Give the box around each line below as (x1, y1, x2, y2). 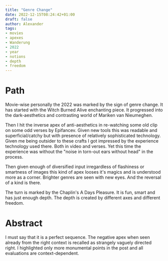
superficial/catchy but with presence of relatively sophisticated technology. (5, 133, 161, 139)
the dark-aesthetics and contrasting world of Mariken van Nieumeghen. (5, 112, 153, 118)
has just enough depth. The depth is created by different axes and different (5, 195, 160, 201)
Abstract (5, 218, 43, 229)
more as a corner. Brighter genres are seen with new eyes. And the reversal (5, 174, 161, 181)
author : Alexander (5, 21, 44, 27)
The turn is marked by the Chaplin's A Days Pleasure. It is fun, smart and (5, 189, 155, 196)
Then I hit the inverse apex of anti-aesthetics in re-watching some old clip (5, 122, 158, 128)
